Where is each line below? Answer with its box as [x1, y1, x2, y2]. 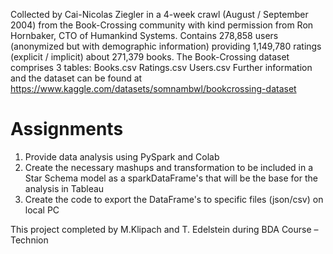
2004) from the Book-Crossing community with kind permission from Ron [10, 19, 314, 31]
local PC [24, 204, 60, 216]
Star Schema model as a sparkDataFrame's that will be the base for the [24, 172, 318, 184]
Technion [10, 234, 49, 246]
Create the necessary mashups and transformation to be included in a [24, 161, 314, 173]
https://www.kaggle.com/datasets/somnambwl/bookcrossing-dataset [10, 83, 297, 94]
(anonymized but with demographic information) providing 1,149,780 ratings [10, 40, 322, 52]
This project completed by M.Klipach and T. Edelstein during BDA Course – [10, 223, 319, 235]
